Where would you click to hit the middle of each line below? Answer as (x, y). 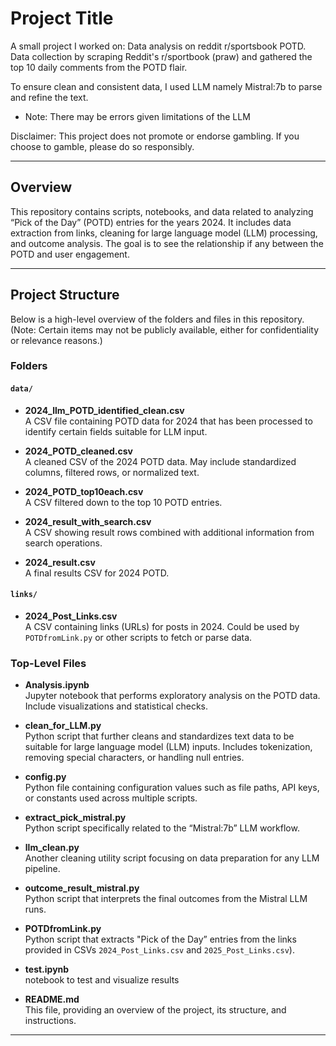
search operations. (63, 543)
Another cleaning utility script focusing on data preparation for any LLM (172, 858)
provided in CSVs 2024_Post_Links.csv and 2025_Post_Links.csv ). (159, 950)
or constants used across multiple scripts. (111, 798)
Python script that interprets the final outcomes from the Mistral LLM (166, 899)
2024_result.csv (60, 562)
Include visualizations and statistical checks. (116, 706)
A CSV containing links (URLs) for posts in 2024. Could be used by (162, 626)
